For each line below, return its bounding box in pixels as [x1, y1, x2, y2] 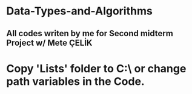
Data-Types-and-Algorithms [6, 4, 153, 18]
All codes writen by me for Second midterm [6, 28, 174, 39]
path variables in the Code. [6, 74, 145, 88]
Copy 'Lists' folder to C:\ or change [6, 61, 187, 75]
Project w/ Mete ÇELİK [6, 37, 93, 48]
